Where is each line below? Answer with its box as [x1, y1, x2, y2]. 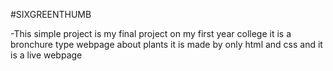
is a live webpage [10, 49, 83, 61]
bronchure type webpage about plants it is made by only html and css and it [10, 39, 323, 50]
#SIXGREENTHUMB [10, 9, 92, 20]
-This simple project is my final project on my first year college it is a [10, 28, 292, 39]
